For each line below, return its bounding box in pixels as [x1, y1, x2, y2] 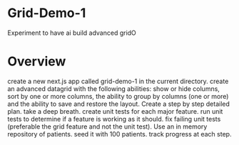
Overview [7, 53, 66, 70]
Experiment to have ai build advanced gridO [7, 28, 137, 37]
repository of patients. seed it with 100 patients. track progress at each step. [7, 129, 232, 138]
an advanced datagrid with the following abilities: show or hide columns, [7, 84, 220, 93]
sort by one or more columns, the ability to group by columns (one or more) [7, 92, 229, 100]
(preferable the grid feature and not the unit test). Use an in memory [7, 122, 208, 131]
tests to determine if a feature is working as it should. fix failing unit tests [7, 114, 221, 123]
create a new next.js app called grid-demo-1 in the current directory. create [7, 77, 229, 85]
